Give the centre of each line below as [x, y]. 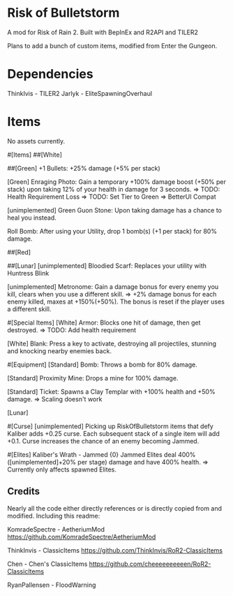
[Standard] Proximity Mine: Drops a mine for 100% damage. [93, 378]
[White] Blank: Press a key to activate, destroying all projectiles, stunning [112, 343]
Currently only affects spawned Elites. [62, 469]
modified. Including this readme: [54, 516]
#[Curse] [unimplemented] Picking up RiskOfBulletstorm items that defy [111, 426]
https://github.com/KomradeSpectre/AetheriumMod [82, 537]
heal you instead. [32, 218]
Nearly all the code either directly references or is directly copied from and [114, 508]
